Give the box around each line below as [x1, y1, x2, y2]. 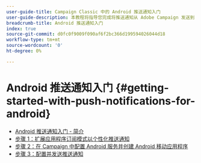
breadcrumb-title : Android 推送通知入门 [6, 20, 104, 26]
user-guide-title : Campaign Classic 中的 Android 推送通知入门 [6, 8, 161, 15]
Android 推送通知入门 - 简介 [14, 128, 84, 135]
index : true [6, 25, 36, 32]
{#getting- [115, 81, 170, 94]
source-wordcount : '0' [6, 43, 63, 49]
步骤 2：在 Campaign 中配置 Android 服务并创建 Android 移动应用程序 [14, 143, 188, 150]
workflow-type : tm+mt [6, 37, 61, 43]
